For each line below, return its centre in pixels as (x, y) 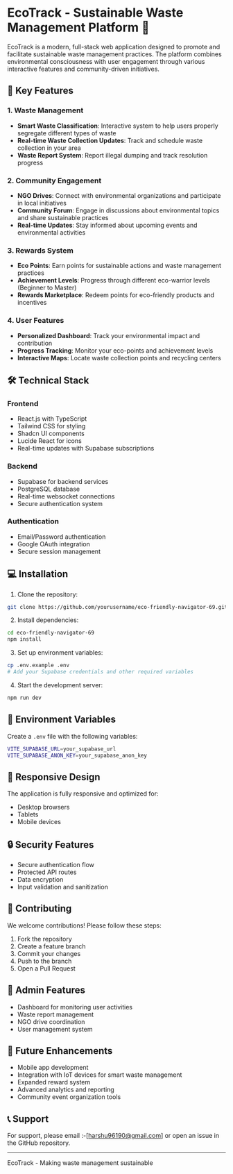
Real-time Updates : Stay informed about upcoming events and (107, 225)
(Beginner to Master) (47, 288)
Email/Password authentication (61, 537)
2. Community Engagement (54, 181)
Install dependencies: (48, 620)
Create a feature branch (51, 946)
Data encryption (40, 880)
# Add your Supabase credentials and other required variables (101, 672)
